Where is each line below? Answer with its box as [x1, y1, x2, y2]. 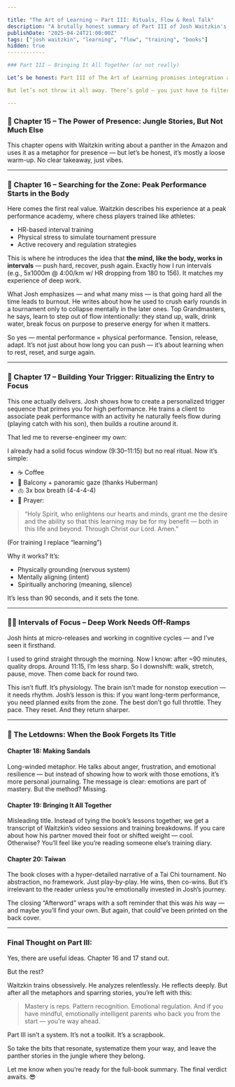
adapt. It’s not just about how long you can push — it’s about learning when [7, 341, 224, 349]
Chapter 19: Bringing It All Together [7, 800, 112, 809]
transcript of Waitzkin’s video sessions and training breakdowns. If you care [7, 824, 225, 833]
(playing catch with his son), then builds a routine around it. [7, 419, 178, 428]
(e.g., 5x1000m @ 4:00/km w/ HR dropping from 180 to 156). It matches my [7, 269, 224, 278]
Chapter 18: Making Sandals [7, 747, 91, 756]
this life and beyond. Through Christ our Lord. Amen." [24, 524, 179, 533]
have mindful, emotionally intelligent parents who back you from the [24, 1009, 220, 1018]
